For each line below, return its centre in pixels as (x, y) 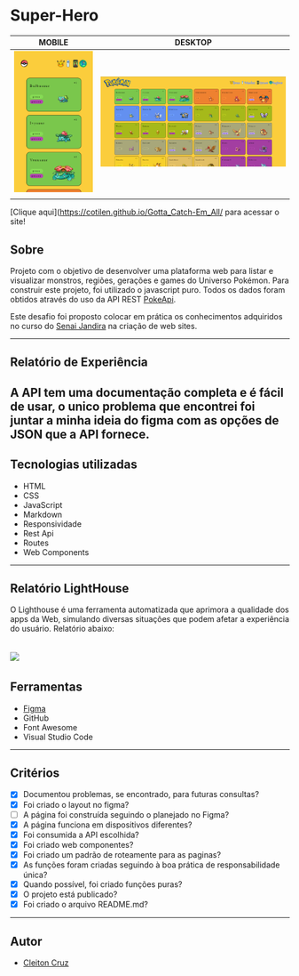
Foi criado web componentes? (78, 844)
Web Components (56, 552)
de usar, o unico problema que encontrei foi (133, 406)
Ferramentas (46, 687)
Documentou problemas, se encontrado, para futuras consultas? (141, 795)
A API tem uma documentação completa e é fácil (147, 392)
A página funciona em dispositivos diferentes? (107, 825)
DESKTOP (193, 43)
